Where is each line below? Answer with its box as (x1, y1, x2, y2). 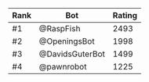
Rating (112, 10, 138, 20)
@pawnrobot (38, 62, 87, 72)
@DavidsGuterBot (38, 48, 106, 59)
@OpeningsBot (38, 36, 96, 46)
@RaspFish (38, 23, 81, 34)
